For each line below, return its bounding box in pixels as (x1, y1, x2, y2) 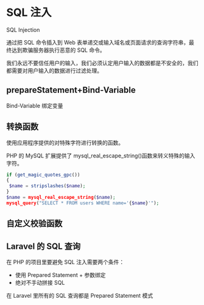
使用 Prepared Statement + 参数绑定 (15, 271, 106, 279)
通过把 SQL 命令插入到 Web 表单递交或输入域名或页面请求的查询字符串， (6, 38, 189, 46)
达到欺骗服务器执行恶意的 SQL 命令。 (11, 46, 105, 54)
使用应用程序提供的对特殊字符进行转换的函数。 (6, 138, 124, 146)
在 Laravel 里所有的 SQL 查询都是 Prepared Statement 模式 (6, 292, 153, 300)
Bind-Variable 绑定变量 (6, 102, 63, 109)
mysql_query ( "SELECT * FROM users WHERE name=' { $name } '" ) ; (6, 199, 160, 206)
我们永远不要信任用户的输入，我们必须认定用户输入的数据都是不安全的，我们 (6, 59, 199, 66)
